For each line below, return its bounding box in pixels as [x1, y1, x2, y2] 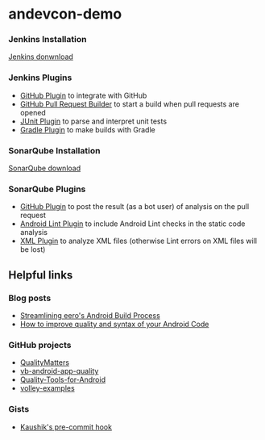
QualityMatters [19, 358, 70, 367]
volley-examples [19, 383, 75, 393]
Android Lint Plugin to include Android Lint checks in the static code [19, 219, 246, 228]
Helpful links [8, 268, 73, 282]
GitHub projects [8, 339, 72, 350]
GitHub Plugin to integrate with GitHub [19, 90, 147, 100]
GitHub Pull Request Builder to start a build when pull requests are [19, 98, 240, 109]
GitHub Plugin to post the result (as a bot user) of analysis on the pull [19, 202, 250, 212]
